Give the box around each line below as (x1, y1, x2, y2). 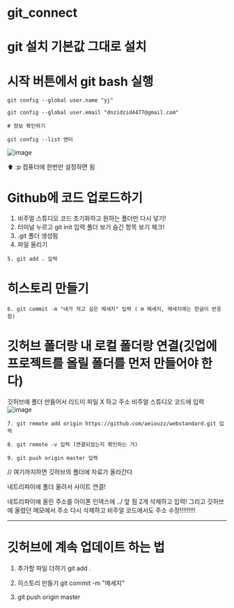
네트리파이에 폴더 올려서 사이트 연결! (7, 482, 106, 491)
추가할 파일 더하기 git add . (17, 564, 92, 572)
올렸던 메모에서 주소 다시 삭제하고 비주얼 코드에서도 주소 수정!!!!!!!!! (14, 506, 196, 515)
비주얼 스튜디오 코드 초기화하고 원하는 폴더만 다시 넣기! (17, 214, 166, 222)
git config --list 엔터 (7, 136, 73, 144)
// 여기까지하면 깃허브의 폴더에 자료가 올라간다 (7, 468, 133, 476)
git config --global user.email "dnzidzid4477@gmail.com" (7, 109, 179, 116)
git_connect (7, 5, 78, 21)
